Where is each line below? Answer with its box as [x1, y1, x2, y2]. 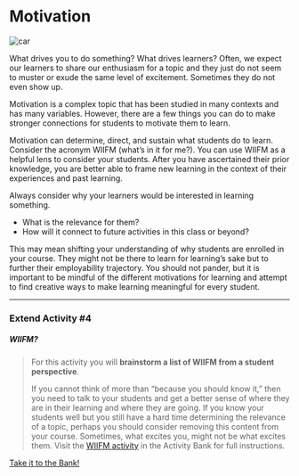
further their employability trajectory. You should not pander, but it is [9, 262, 260, 273]
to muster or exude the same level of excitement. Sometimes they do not [9, 71, 276, 82]
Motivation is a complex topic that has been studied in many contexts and [9, 98, 279, 109]
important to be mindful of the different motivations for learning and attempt [9, 272, 287, 283]
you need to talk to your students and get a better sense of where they [30, 392, 290, 403]
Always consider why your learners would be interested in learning [9, 190, 255, 201]
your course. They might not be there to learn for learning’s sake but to [9, 252, 269, 264]
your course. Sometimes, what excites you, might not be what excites [30, 431, 287, 441]
